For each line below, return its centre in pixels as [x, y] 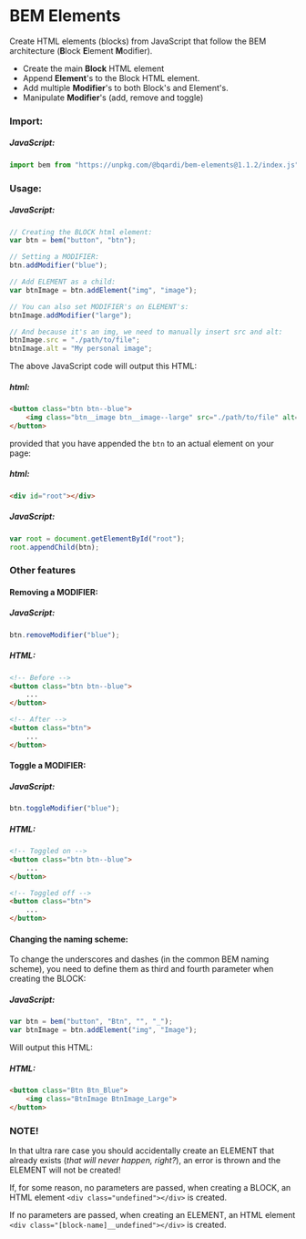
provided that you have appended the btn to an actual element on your [142, 443]
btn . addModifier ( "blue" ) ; [58, 265]
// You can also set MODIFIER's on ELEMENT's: [99, 306]
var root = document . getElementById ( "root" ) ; [97, 539]
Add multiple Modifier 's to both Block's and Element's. [126, 88]
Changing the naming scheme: [69, 939]
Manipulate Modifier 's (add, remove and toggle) [113, 98]
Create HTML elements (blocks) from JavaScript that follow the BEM [138, 41]
